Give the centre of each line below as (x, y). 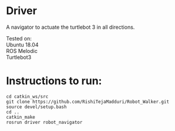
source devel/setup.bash (36, 107)
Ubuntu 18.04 (22, 45)
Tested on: (19, 38)
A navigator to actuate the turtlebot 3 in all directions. (70, 27)
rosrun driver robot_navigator (44, 122)
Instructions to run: (54, 81)
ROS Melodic (22, 51)
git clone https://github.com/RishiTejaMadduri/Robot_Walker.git (87, 102)
